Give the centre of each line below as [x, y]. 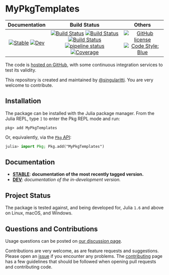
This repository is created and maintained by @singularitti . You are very [79, 80]
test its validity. [21, 70]
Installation [23, 101]
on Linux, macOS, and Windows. [39, 213]
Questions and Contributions [52, 229]
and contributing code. [29, 267]
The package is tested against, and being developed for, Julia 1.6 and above [84, 208]
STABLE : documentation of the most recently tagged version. [78, 174]
